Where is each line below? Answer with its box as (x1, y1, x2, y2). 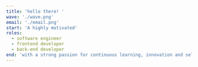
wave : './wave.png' (6, 14, 54, 20)
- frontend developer (11, 41, 65, 47)
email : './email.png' (6, 19, 60, 25)
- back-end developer (11, 47, 65, 52)
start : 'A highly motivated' (6, 24, 78, 31)
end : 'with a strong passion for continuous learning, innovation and (6, 52, 183, 58)
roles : (6, 30, 22, 36)
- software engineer (11, 36, 62, 41)
